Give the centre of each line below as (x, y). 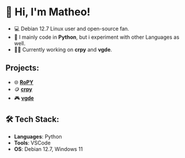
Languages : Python (38, 136)
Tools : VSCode (32, 143)
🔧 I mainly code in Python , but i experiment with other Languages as (97, 37)
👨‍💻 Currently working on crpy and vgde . (63, 49)
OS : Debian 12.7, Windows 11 (48, 149)
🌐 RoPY (23, 82)
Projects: (22, 68)
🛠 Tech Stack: (32, 120)
